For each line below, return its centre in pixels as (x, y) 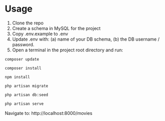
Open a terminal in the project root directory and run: (67, 50)
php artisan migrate (27, 86)
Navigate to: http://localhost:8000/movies (49, 113)
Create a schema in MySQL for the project (56, 28)
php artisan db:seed (27, 95)
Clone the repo (28, 23)
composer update (22, 59)
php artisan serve (24, 104)
